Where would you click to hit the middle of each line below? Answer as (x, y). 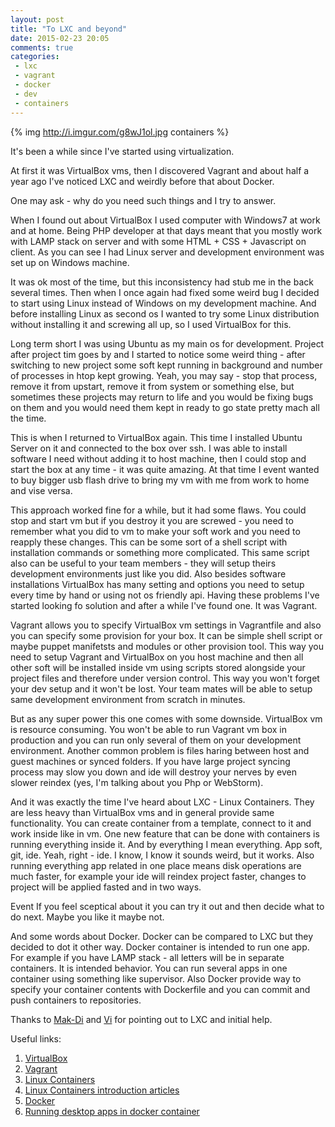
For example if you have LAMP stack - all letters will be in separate (147, 957)
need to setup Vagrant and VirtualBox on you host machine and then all (157, 657)
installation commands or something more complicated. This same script (160, 552)
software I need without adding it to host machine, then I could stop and (158, 458)
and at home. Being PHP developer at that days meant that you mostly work (166, 230)
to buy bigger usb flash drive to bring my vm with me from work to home (160, 480)
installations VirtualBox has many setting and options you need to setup (157, 584)
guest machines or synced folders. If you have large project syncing (150, 761)
